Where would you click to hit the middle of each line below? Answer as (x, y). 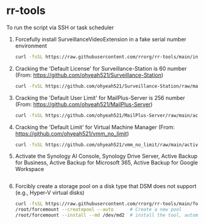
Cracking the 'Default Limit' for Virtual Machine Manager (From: (95, 127)
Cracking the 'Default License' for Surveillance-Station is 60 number (101, 68)
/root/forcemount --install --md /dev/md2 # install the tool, (98, 215)
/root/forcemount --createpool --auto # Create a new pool (98, 210)
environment (31, 46)
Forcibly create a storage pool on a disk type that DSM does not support (106, 186)
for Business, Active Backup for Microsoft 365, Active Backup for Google (107, 163)
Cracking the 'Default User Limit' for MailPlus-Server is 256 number (100, 97)
